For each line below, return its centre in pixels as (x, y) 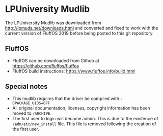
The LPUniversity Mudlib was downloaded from (53, 23)
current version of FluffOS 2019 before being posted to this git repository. (79, 33)
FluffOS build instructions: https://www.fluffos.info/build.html (74, 71)
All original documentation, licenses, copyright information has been (81, 108)
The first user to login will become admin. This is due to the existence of (85, 118)
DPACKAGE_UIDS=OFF (31, 103)
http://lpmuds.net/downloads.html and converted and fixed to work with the (82, 28)
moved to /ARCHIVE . (32, 113)
